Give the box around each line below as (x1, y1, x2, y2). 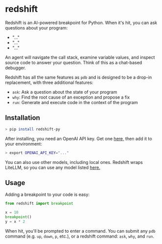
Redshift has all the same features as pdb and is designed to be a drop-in (5, 74, 152, 80)
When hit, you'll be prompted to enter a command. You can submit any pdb (5, 228, 156, 234)
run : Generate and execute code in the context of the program (12, 99, 138, 105)
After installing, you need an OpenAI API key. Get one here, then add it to (5, 136, 152, 141)
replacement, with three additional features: (5, 80, 93, 85)
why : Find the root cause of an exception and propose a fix (12, 94, 130, 100)
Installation (5, 114, 40, 122)
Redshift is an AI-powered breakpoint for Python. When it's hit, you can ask (5, 20, 158, 26)
